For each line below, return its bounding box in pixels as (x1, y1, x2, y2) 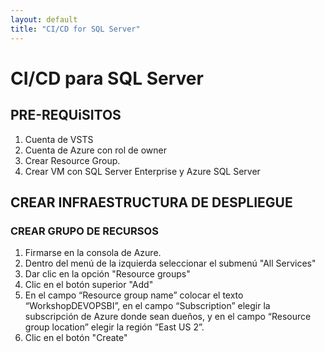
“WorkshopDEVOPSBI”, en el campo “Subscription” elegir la (24, 300, 271, 312)
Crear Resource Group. (24, 154, 121, 166)
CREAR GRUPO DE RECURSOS (10, 224, 159, 238)
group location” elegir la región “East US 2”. (24, 321, 205, 333)
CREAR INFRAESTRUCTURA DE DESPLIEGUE (10, 194, 293, 211)
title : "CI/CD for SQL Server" (10, 24, 141, 34)
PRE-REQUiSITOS (10, 107, 122, 124)
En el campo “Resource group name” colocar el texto (24, 289, 244, 301)
